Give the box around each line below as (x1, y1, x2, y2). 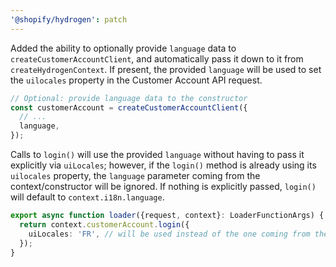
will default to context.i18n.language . (10, 191, 165, 203)
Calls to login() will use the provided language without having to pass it (10, 149, 305, 160)
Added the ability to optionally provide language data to (10, 42, 237, 54)
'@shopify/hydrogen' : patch (10, 14, 128, 25)
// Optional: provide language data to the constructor (10, 93, 248, 103)
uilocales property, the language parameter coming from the (10, 170, 261, 181)
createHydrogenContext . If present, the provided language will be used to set (10, 63, 322, 75)
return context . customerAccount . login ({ (19, 219, 190, 230)
